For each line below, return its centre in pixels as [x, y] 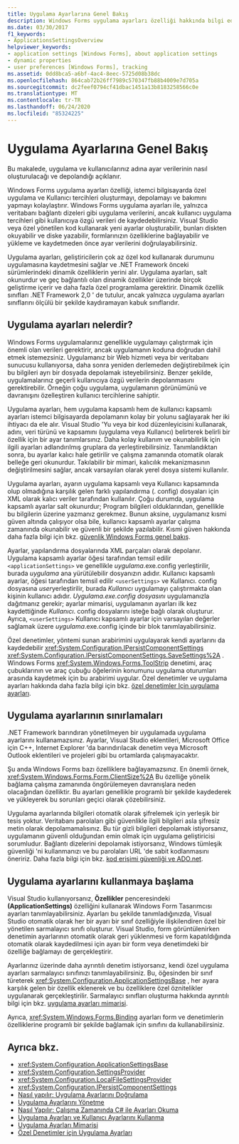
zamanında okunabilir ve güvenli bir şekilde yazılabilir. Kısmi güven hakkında [119, 529]
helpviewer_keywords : [39, 47]
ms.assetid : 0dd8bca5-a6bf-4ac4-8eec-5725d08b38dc [84, 74]
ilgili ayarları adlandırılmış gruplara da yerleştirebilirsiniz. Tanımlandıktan [113, 447]
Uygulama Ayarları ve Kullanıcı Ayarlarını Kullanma [91, 1117]
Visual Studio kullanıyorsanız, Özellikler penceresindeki [89, 899]
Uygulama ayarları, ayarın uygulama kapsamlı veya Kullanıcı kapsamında [113, 483]
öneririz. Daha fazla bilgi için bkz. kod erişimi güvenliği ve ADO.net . [105, 859]
